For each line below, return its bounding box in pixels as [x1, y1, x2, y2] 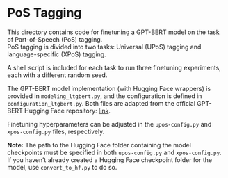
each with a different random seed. [7, 71, 108, 79]
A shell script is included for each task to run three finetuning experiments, [7, 63, 221, 72]
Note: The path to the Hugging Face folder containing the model [7, 140, 191, 149]
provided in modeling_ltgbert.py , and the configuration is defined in [7, 92, 202, 100]
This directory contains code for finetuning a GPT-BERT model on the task [7, 28, 220, 36]
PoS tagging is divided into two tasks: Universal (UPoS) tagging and [7, 42, 202, 51]
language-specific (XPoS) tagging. [7, 50, 106, 58]
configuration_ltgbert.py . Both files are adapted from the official [7, 99, 196, 107]
